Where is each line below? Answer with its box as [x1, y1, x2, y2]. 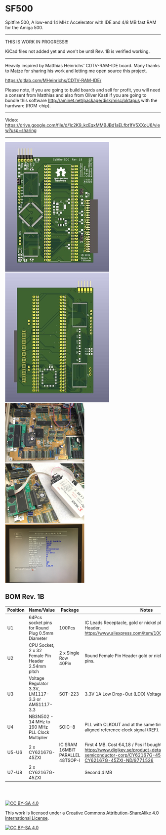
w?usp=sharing [5, 127, 37, 133]
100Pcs [59, 625, 76, 630]
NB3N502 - [29, 713, 53, 719]
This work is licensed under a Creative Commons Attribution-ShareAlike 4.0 [5, 810, 159, 816]
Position [7, 607, 25, 613]
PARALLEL [59, 752, 81, 758]
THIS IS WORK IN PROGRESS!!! [5, 39, 69, 44]
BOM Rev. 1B [5, 592, 44, 601]
